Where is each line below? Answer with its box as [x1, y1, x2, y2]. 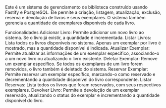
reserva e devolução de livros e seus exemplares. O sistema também [5, 15, 146, 20]
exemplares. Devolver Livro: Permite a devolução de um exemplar [5, 87, 139, 93]
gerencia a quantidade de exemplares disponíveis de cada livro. [5, 20, 135, 26]
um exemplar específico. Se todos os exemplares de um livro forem [5, 61, 143, 67]
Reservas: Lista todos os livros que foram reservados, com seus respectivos [5, 82, 161, 88]
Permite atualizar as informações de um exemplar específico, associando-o [5, 50, 160, 56]
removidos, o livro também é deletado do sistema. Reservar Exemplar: [5, 66, 148, 72]
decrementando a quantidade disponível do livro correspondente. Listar [5, 76, 152, 82]
